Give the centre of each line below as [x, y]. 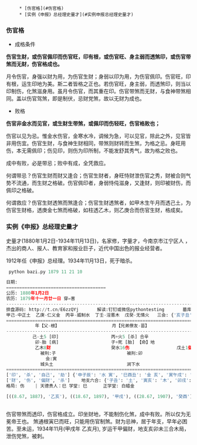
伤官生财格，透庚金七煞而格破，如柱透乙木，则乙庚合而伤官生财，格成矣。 [96, 210]
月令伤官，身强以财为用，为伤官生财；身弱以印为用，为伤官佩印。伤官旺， [96, 77]
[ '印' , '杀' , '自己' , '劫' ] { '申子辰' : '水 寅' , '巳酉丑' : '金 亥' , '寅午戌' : [97, 375]
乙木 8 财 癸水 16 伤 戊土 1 [112, 348]
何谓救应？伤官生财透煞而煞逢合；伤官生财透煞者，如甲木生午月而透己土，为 [98, 203]
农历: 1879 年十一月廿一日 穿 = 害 [41, 299]
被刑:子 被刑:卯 [91, 353]
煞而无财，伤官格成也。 [34, 64]
